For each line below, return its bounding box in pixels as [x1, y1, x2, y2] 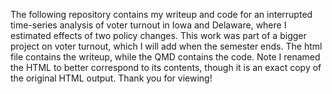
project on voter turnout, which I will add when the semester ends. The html [10, 40, 323, 52]
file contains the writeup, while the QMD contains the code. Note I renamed [10, 51, 321, 63]
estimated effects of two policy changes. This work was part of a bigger [10, 30, 307, 41]
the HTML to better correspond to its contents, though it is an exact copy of [10, 62, 322, 73]
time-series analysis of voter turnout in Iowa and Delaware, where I [10, 19, 287, 31]
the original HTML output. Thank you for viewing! [10, 72, 213, 84]
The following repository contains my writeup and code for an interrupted [10, 9, 313, 20]
